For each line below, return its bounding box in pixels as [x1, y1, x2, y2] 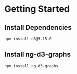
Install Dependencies [4, 23, 72, 32]
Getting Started [4, 3, 70, 15]
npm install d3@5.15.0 [4, 36, 52, 41]
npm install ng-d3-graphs [4, 63, 58, 68]
